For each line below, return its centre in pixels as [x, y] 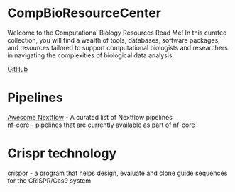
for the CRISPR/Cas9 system [49, 180]
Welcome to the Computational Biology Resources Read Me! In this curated [117, 33]
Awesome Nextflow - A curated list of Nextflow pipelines [90, 117]
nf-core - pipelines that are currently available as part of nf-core [101, 125]
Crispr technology [62, 153]
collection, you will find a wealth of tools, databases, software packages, [114, 40]
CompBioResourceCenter [84, 13]
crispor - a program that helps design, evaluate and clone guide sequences [117, 173]
